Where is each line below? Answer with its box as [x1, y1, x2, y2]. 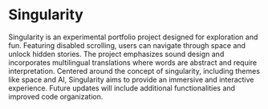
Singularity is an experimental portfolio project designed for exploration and [8, 32, 258, 42]
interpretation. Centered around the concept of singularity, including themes [8, 66, 261, 75]
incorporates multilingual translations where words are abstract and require [8, 58, 258, 67]
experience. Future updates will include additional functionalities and [8, 83, 235, 93]
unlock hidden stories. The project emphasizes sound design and [8, 49, 225, 59]
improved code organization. [8, 91, 104, 101]
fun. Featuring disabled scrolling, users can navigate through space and [8, 40, 246, 50]
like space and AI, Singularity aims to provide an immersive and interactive [8, 75, 254, 84]
